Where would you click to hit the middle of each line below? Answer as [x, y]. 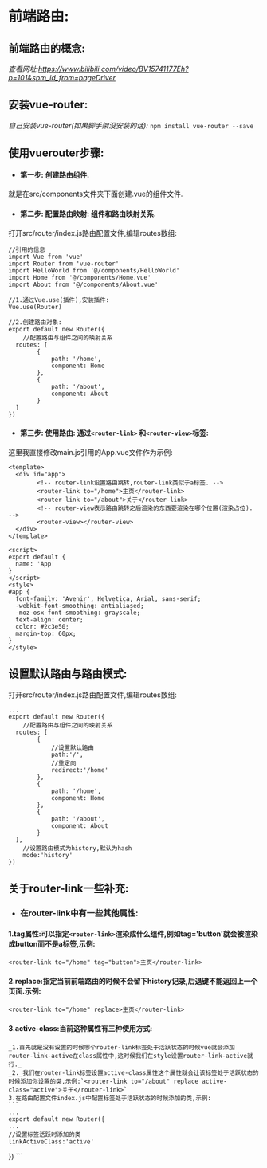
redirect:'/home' [80, 770]
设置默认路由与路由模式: [68, 674]
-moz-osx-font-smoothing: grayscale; [78, 613]
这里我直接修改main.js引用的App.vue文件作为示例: [90, 452]
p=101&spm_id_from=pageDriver [62, 78]
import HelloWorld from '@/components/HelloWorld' [94, 270]
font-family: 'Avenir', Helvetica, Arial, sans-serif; [108, 598]
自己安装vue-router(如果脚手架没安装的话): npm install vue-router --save [131, 125]
